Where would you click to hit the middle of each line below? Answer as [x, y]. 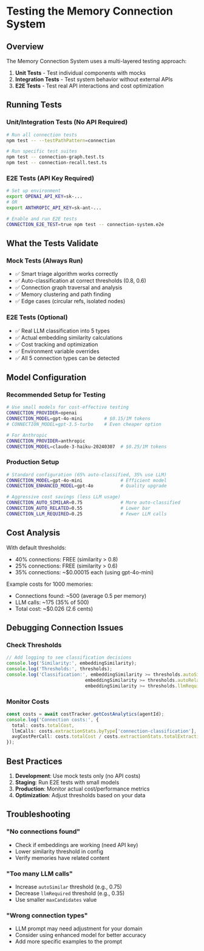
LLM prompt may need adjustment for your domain [79, 929]
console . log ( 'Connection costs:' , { [53, 719]
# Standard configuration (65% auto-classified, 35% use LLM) [87, 475]
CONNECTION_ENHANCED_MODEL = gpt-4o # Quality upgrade [87, 486]
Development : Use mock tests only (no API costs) [78, 775]
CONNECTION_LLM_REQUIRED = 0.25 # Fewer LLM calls [87, 514]
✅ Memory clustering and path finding [63, 294]
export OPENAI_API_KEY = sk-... [45, 197]
